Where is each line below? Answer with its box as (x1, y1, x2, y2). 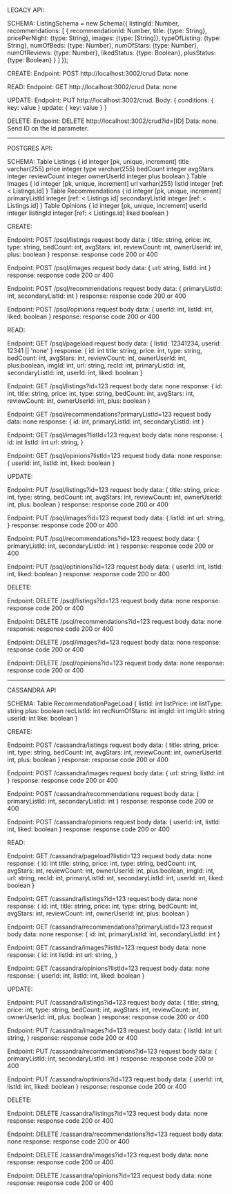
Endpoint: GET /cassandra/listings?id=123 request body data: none (7, 895, 198, 902)
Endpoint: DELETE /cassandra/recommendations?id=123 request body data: (7, 1130, 224, 1138)
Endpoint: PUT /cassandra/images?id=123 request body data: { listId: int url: (7, 1026, 223, 1034)
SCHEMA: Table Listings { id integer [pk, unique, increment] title (7, 158, 189, 165)
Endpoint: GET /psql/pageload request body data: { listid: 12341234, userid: (7, 339, 222, 348)
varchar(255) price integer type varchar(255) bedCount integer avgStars (7, 165, 214, 173)
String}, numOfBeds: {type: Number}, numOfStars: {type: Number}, (7, 41, 199, 49)
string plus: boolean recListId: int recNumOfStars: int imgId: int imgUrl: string (7, 707, 225, 714)
